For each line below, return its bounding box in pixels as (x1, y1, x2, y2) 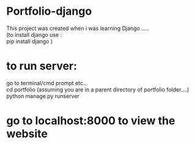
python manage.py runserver (6, 92, 79, 99)
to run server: (6, 59, 78, 73)
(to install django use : (6, 31, 62, 38)
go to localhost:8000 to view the (6, 114, 175, 128)
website (6, 127, 48, 141)
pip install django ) (6, 37, 53, 45)
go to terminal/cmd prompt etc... (6, 79, 88, 86)
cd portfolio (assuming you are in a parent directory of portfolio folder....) (6, 86, 189, 93)
